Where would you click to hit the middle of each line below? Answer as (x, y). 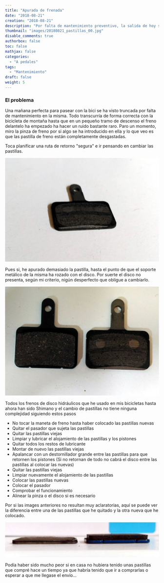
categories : (17, 57)
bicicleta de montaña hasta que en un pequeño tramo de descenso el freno (81, 121)
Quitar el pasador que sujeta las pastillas (53, 428)
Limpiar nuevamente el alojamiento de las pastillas (63, 475)
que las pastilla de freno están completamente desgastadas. (66, 137)
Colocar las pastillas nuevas (40, 480)
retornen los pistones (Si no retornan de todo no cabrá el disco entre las (84, 459)
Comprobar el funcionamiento (42, 490)
